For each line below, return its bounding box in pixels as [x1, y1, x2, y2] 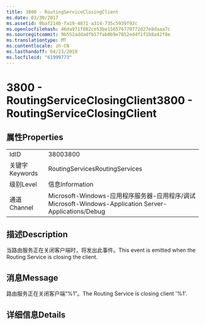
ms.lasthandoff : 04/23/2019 [6, 49, 78, 55]
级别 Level [9, 180, 37, 188]
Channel [9, 203, 34, 212]
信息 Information [48, 180, 93, 188]
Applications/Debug [48, 207, 106, 215]
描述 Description [6, 229, 68, 240]
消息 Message [6, 273, 59, 283]
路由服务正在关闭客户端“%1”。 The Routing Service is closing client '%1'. [6, 290, 187, 298]
